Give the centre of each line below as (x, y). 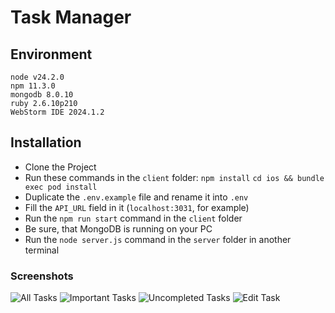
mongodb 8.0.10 (42, 95)
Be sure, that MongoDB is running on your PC (118, 228)
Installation (46, 142)
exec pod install (61, 187)
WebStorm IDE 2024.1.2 (57, 112)
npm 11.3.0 (33, 86)
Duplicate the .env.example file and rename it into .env (136, 197)
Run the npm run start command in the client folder (133, 218)
